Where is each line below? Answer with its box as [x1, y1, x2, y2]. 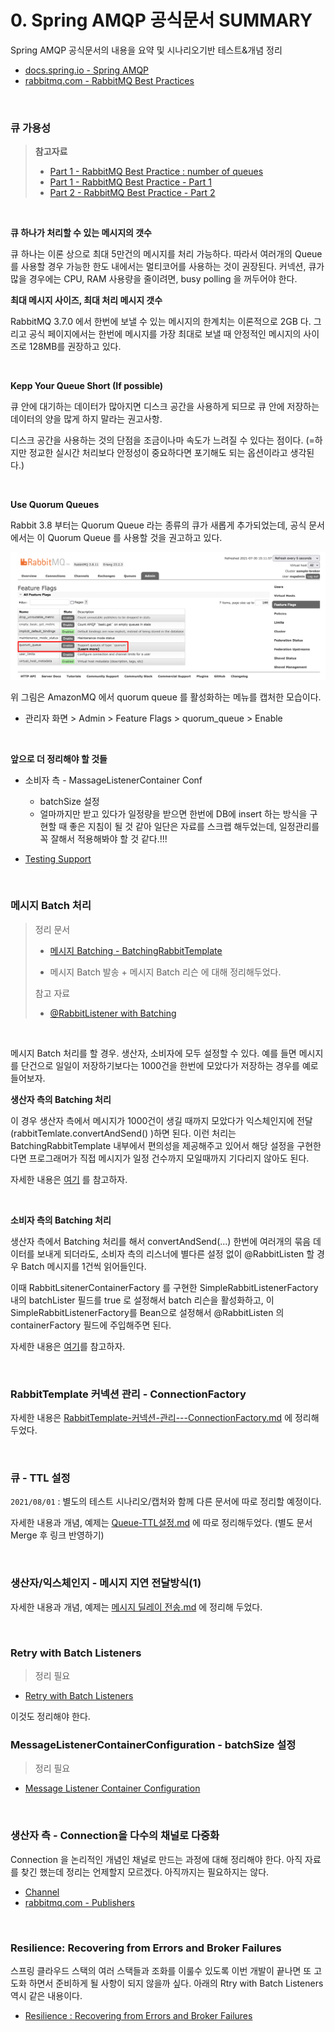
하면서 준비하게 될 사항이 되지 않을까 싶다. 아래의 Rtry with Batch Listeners [28, 1977, 324, 1989]
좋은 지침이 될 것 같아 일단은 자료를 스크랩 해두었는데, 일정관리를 [69, 820, 320, 832]
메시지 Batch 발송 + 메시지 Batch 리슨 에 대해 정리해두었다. [49, 966, 282, 978]
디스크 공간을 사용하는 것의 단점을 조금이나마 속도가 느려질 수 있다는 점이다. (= [10, 434, 315, 446]
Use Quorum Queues [10, 499, 100, 511]
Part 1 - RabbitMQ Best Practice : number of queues [49, 166, 264, 178]
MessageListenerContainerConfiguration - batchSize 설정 [10, 1737, 297, 1751]
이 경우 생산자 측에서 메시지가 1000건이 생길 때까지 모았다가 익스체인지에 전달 [10, 1114, 313, 1126]
